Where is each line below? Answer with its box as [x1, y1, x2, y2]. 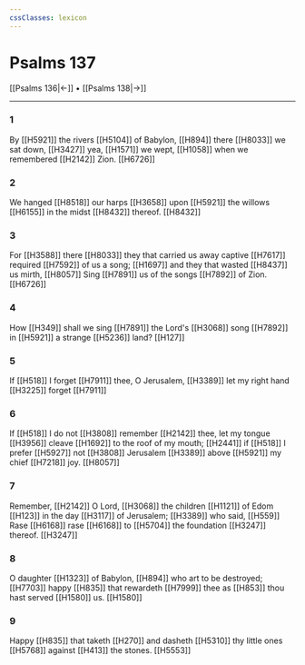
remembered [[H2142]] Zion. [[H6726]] [9, 154, 156, 164]
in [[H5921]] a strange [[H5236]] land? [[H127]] [9, 332, 185, 342]
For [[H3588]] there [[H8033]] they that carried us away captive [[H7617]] [9, 250, 286, 261]
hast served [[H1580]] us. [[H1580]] [9, 591, 143, 602]
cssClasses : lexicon [9, 13, 88, 23]
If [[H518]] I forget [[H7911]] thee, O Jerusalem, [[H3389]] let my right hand [9, 375, 290, 386]
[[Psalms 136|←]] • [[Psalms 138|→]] [9, 83, 147, 94]
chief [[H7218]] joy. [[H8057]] [9, 457, 120, 468]
